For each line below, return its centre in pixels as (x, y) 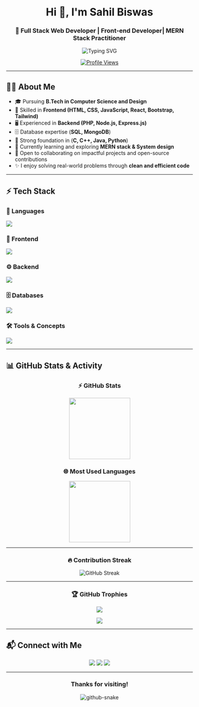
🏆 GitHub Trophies (99, 595)
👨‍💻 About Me (31, 86)
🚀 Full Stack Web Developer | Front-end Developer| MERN (99, 31)
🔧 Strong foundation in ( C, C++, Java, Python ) (71, 141)
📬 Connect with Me (44, 646)
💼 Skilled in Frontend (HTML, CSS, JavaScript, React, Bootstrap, (94, 110)
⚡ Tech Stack (31, 191)
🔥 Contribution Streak (99, 560)
